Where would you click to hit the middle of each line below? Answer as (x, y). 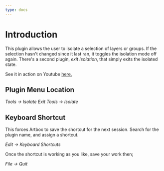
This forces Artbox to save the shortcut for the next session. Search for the (82, 129)
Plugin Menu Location (40, 90)
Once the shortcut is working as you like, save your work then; (69, 154)
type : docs (16, 10)
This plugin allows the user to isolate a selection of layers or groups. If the (81, 48)
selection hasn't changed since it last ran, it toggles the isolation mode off (81, 53)
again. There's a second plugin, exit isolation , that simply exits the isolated (82, 59)
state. (11, 64)
